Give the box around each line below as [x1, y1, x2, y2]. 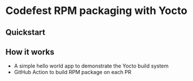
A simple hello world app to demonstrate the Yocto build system [13, 62, 169, 69]
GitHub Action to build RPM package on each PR [13, 69, 131, 76]
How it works [5, 47, 55, 57]
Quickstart [5, 27, 46, 37]
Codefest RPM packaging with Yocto [5, 4, 188, 17]
